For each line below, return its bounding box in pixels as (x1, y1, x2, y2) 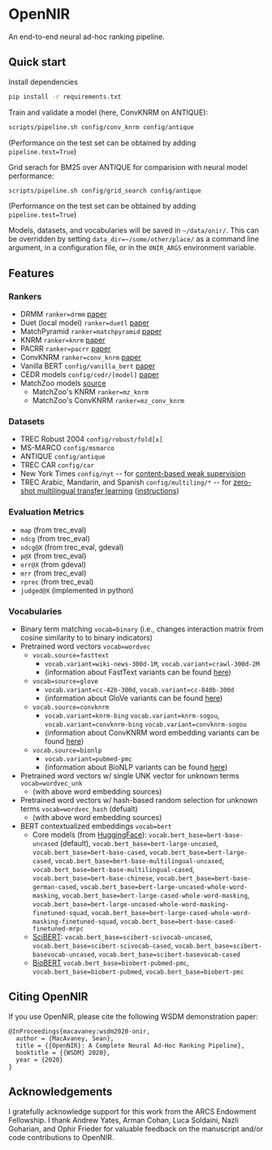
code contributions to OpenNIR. (8, 1132, 114, 1142)
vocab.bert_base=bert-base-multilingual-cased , (32, 864, 195, 874)
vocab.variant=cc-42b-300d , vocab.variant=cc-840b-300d (44, 684, 235, 694)
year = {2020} (15, 1056, 63, 1064)
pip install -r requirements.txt (8, 93, 122, 101)
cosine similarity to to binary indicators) (19, 632, 153, 642)
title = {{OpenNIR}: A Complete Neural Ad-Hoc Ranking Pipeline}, (15, 1041, 245, 1049)
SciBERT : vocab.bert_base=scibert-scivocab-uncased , (32, 931, 213, 941)
